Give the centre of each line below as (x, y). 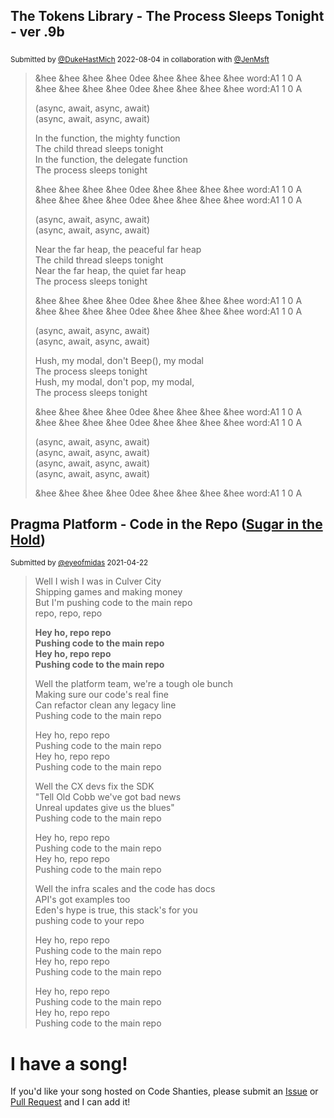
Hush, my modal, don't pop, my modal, (114, 381)
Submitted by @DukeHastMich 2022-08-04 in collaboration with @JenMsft (140, 59)
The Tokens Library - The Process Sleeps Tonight (167, 16)
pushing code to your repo (89, 921)
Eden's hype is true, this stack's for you (116, 910)
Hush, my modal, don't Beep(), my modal (119, 360)
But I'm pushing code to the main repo (113, 603)
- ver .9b (37, 32)
